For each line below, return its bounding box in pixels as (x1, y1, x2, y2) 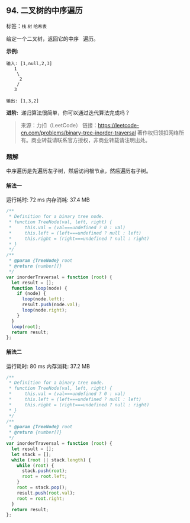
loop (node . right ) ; (21, 307, 67, 313)
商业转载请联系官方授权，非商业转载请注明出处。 (31, 136, 151, 143)
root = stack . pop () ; (17, 485, 67, 490)
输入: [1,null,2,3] (6, 60, 53, 66)
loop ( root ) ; (11, 323, 41, 330)
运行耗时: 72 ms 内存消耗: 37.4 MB (6, 196, 90, 203)
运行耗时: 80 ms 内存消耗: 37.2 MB (6, 362, 91, 370)
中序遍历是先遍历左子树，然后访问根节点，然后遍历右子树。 (6, 168, 152, 175)
